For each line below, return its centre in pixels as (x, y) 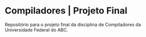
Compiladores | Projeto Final (66, 11)
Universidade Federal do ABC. (36, 29)
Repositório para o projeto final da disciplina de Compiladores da (73, 24)
